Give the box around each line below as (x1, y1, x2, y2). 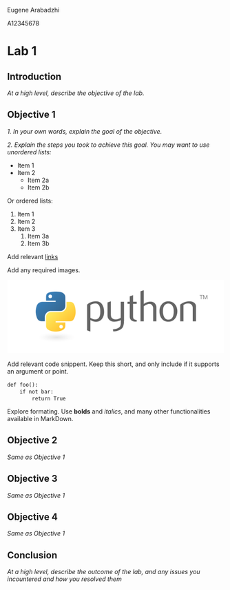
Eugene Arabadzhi (7, 6, 60, 14)
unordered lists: (7, 147, 52, 156)
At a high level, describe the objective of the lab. (7, 89, 145, 97)
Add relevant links (7, 252, 59, 261)
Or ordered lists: (7, 196, 53, 205)
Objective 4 (7, 511, 59, 523)
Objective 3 (7, 473, 58, 485)
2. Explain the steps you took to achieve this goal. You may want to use (7, 141, 210, 149)
